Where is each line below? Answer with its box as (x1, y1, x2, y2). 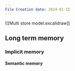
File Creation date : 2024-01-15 (5, 7, 70, 12)
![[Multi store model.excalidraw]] (5, 20, 70, 26)
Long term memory (5, 34, 64, 42)
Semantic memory (5, 60, 43, 66)
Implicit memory (5, 48, 45, 55)
